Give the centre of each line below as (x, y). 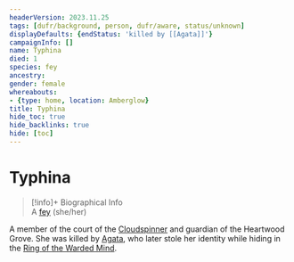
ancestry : (28, 76)
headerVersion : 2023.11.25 (59, 17)
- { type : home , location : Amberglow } (79, 100)
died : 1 (24, 59)
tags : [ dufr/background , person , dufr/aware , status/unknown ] (127, 26)
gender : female (37, 84)
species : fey (33, 68)
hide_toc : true (37, 117)
